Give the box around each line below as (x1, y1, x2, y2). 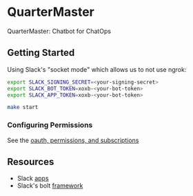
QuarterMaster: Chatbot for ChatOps (7, 27, 112, 35)
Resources (7, 156, 54, 168)
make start (7, 104, 39, 111)
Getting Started (7, 47, 75, 59)
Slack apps (17, 174, 50, 183)
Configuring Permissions (7, 120, 93, 130)
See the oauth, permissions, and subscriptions (7, 136, 139, 144)
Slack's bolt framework (17, 182, 83, 190)
